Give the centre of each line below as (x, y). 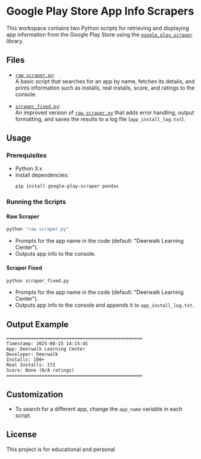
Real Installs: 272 (31, 365)
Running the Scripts (36, 202)
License (22, 434)
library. (15, 41)
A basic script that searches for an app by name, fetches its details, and (105, 81)
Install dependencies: (42, 175)
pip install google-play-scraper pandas (67, 186)
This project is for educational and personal (61, 449)
